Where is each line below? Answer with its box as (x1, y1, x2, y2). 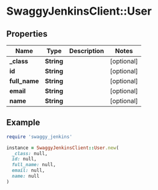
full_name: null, (12, 162, 56, 168)
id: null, (12, 156, 37, 163)
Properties (6, 29, 48, 39)
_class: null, (12, 150, 48, 156)
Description (69, 47, 104, 55)
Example (6, 117, 40, 128)
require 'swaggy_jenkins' (6, 133, 72, 140)
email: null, (12, 167, 45, 174)
